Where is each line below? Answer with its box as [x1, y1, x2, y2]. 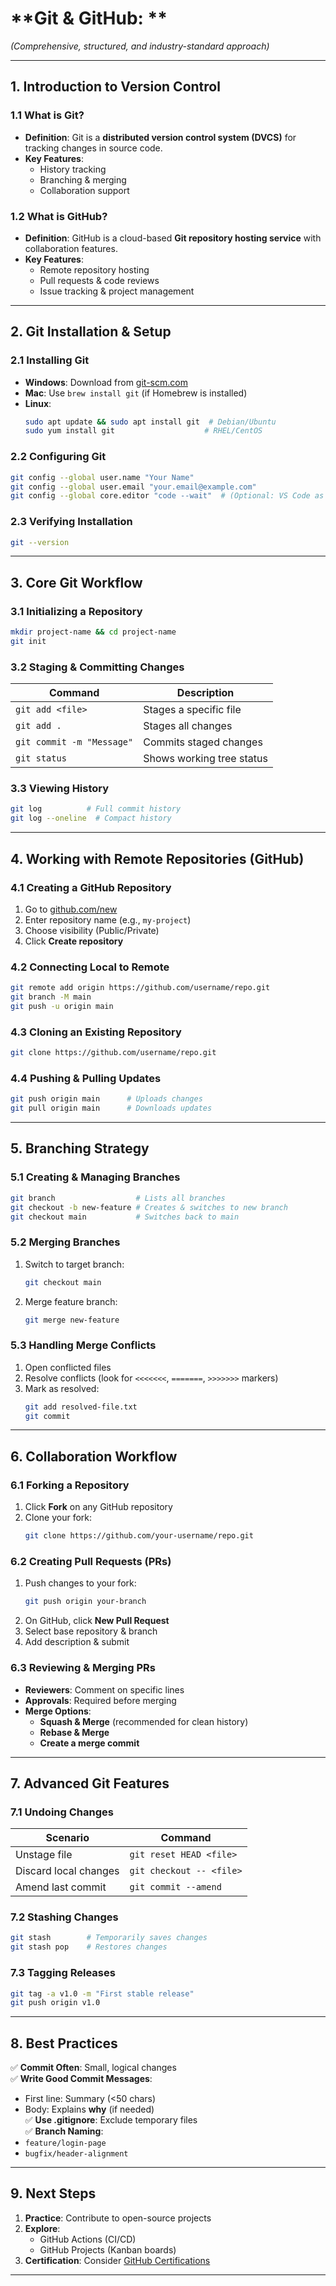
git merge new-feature [24, 1315, 120, 1325]
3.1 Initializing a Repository [10, 604, 143, 618]
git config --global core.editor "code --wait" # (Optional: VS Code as [10, 491, 325, 501]
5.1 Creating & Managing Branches [10, 1170, 181, 1184]
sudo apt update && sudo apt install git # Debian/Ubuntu [24, 417, 277, 427]
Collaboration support [39, 184, 130, 196]
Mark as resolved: [24, 1382, 100, 1394]
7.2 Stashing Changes [10, 1910, 119, 1924]
